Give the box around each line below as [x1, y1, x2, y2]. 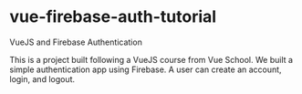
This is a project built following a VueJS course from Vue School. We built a [9, 54, 294, 65]
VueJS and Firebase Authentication [9, 37, 143, 47]
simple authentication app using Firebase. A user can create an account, [9, 64, 282, 75]
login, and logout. [9, 73, 76, 84]
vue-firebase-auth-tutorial [9, 6, 217, 27]
